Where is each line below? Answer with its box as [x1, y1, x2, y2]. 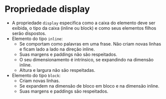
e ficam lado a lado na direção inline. [19, 46, 95, 52]
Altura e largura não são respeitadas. [19, 67, 96, 73]
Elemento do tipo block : [11, 72, 61, 78]
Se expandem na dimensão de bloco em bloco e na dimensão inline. [19, 83, 160, 89]
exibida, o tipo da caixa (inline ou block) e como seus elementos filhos [11, 25, 157, 31]
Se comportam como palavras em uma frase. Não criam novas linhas [19, 41, 162, 47]
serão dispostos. [11, 30, 46, 36]
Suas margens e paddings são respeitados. [19, 88, 109, 94]
